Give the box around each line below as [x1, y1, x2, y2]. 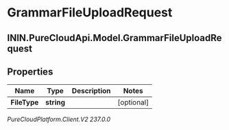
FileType [10, 98, 39, 107]
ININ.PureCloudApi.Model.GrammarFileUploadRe [7, 32, 222, 44]
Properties [7, 66, 53, 77]
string [45, 98, 66, 107]
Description [71, 86, 111, 96]
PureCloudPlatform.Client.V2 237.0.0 [7, 115, 111, 124]
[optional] [117, 98, 149, 107]
